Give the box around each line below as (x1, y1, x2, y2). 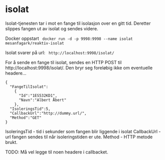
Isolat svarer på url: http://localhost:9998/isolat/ (5, 49, 115, 56)
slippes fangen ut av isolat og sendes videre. (5, 25, 98, 31)
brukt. (5, 139, 18, 145)
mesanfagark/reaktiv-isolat (5, 40, 65, 46)
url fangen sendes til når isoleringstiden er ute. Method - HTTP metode (5, 134, 153, 140)
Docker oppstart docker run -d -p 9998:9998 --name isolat (5, 35, 133, 41)
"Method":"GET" (10, 115, 42, 120)
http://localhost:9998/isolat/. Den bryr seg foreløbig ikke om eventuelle (5, 65, 153, 71)
